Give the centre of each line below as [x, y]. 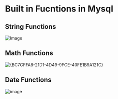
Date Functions [28, 80]
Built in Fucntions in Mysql [59, 9]
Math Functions [29, 53]
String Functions [31, 27]
